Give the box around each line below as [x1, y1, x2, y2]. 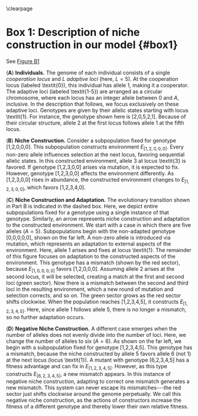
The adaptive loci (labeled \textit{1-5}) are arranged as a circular [6, 88, 163, 95]
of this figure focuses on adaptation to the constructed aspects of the [6, 253, 176, 260]
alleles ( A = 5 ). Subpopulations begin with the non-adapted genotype [6, 228, 176, 235]
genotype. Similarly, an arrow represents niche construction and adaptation [6, 215, 190, 222]
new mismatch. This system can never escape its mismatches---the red [6, 384, 181, 391]
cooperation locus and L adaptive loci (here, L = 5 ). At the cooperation [6, 75, 178, 82]
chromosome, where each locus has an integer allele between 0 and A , [6, 94, 179, 101]
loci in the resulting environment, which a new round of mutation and [6, 286, 174, 293]
